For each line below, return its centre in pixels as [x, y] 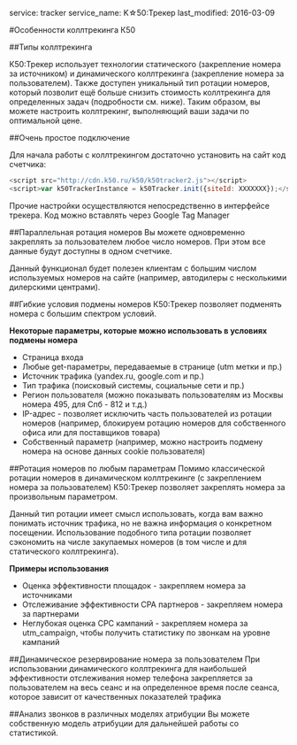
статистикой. [34, 733]
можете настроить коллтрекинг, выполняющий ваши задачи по [129, 111]
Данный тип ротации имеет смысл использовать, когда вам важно [136, 513]
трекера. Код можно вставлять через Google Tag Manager [119, 215]
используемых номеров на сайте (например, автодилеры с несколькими [148, 277]
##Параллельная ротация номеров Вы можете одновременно [127, 232]
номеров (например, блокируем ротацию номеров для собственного [154, 423]
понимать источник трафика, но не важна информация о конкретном [141, 523]
